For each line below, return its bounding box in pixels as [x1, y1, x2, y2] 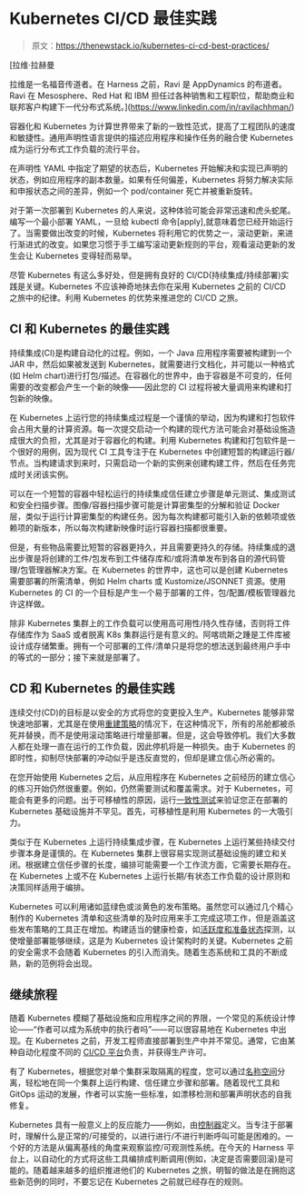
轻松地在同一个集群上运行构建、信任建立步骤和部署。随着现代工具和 [25, 1078, 280, 1089]
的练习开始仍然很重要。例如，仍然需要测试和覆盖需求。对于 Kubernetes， [9, 782, 286, 793]
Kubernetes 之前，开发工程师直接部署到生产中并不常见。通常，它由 [34, 1035, 288, 1046]
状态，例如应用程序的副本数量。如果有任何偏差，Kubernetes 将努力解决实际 [9, 174, 293, 184]
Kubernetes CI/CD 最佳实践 [9, 8, 217, 29]
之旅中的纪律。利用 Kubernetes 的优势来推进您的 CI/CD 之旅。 [9, 292, 243, 303]
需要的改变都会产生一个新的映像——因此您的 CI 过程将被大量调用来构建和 [9, 381, 284, 392]
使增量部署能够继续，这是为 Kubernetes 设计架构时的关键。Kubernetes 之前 [9, 935, 293, 946]
